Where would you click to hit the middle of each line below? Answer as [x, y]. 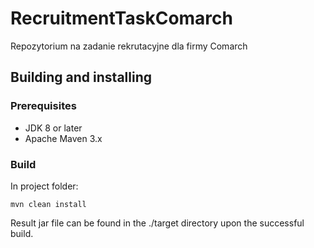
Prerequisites [43, 106]
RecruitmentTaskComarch [121, 18]
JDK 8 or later [53, 128]
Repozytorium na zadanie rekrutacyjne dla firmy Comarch [129, 46]
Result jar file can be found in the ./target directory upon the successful [157, 223]
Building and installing [81, 77]
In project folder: [44, 186]
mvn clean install [48, 204]
